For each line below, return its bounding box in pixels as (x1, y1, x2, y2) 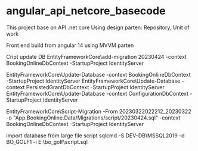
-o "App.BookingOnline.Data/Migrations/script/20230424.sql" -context (6, 114, 181, 121)
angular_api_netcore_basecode (6, 4, 166, 18)
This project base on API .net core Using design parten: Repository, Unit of (6, 24, 190, 31)
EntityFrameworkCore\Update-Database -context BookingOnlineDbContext (6, 71, 191, 78)
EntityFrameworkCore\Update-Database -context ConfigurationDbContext (6, 90, 189, 97)
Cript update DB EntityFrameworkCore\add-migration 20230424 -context (6, 53, 187, 60)
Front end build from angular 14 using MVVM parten (6, 42, 134, 49)
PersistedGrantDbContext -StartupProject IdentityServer (26, 83, 165, 90)
